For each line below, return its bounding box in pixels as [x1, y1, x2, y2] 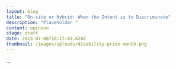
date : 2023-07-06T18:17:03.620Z [6, 36, 86, 42]
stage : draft [6, 30, 39, 36]
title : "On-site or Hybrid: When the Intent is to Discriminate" [6, 14, 171, 20]
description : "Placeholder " [6, 19, 78, 25]
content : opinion [6, 25, 49, 31]
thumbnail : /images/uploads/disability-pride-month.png [6, 42, 147, 47]
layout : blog [6, 8, 39, 15]
